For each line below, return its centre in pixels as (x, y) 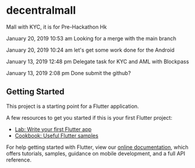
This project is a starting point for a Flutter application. (73, 106)
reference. (19, 160)
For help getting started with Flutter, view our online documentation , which (97, 147)
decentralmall (41, 10)
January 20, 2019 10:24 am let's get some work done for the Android (90, 50)
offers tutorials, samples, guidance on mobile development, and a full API (96, 153)
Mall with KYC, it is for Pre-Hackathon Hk (56, 27)
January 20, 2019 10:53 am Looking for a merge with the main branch (91, 38)
